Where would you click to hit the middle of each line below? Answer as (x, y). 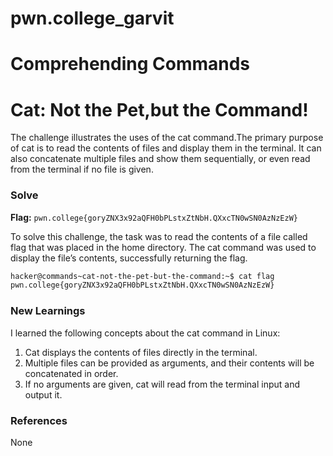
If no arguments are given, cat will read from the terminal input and (162, 384)
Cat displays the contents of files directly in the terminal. (141, 352)
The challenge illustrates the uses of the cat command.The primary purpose (167, 138)
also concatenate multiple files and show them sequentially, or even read (160, 159)
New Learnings (48, 311)
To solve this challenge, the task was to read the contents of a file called (159, 236)
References (39, 420)
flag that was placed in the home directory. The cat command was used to (163, 247)
